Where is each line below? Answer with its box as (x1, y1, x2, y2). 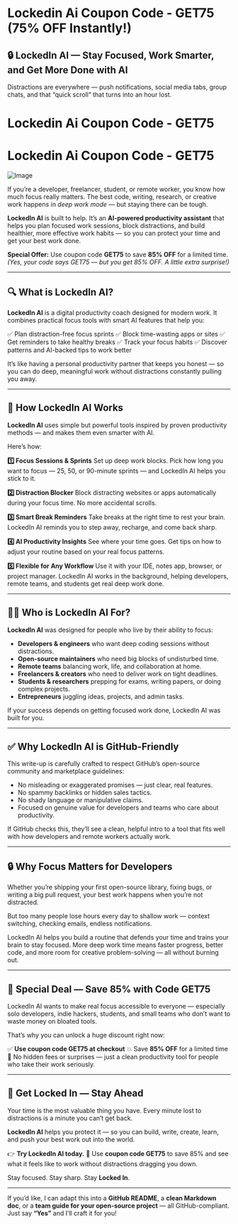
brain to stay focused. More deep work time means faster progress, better (7, 940, 224, 950)
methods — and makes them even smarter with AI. (7, 428, 155, 436)
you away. (7, 375, 38, 383)
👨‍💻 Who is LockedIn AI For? (7, 606, 131, 619)
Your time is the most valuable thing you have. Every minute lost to (7, 1106, 202, 1115)
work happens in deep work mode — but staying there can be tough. (7, 200, 208, 209)
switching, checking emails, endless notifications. (7, 919, 152, 928)
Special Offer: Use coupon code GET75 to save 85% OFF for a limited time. (7, 250, 229, 259)
